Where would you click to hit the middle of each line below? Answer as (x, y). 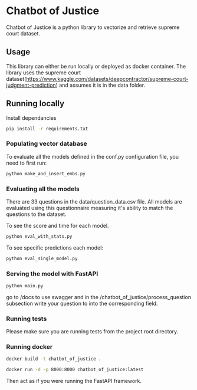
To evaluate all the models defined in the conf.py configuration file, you (92, 156)
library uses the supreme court (44, 73)
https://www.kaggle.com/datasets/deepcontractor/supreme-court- (107, 78)
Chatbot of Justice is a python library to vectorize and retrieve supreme (93, 27)
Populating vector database (47, 144)
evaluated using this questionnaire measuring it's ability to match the (90, 208)
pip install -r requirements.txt (47, 129)
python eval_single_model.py (42, 258)
